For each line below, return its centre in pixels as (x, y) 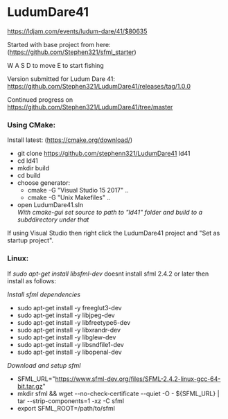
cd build (29, 176)
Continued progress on (40, 99)
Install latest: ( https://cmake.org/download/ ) (70, 140)
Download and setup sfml (44, 365)
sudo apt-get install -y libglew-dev (67, 337)
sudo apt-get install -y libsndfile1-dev (71, 344)
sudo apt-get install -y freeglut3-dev (70, 307)
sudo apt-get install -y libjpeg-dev (66, 315)
